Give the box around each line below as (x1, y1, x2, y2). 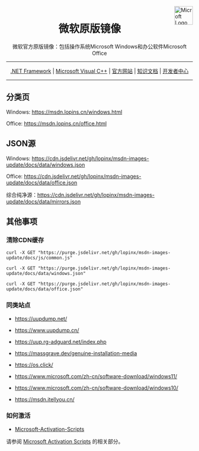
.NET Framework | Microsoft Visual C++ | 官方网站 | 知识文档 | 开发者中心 (10, 67, 189, 74)
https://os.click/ (14, 361, 53, 368)
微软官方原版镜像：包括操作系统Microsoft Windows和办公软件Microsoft (12, 43, 187, 50)
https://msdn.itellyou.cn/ (14, 396, 75, 403)
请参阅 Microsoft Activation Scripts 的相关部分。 (6, 437, 124, 445)
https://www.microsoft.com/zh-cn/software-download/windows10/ (14, 384, 179, 392)
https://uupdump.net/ (14, 315, 68, 322)
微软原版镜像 (58, 22, 121, 36)
